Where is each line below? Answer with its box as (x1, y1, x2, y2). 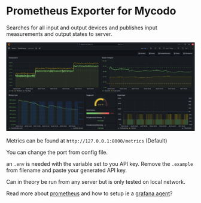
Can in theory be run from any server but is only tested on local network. (6, 178, 185, 186)
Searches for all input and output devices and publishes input (6, 24, 157, 31)
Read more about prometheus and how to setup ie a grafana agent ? (6, 190, 173, 197)
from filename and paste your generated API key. (6, 166, 127, 174)
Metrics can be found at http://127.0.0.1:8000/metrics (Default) (6, 137, 167, 144)
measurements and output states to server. (6, 30, 112, 37)
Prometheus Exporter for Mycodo (6, 4, 176, 18)
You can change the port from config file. (6, 149, 108, 156)
